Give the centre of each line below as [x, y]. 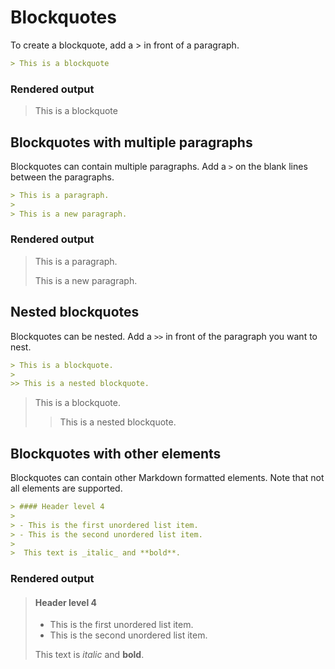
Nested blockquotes [75, 312]
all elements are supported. [66, 488]
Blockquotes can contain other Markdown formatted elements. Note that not [167, 478]
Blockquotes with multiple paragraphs [131, 142]
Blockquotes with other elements [116, 453]
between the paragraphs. [62, 177]
